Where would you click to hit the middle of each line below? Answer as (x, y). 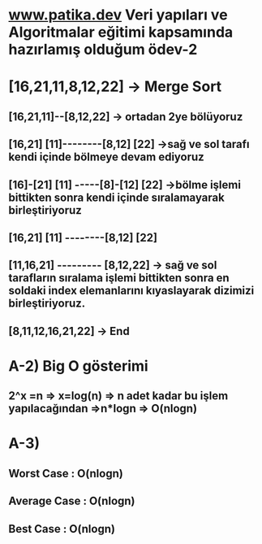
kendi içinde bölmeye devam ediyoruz (106, 157)
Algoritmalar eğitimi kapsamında (121, 32)
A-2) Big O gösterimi (78, 366)
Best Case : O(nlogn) (62, 529)
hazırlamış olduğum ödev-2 (103, 50)
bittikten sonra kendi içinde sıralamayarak (116, 197)
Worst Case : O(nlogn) (66, 473)
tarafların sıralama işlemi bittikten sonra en (119, 278)
